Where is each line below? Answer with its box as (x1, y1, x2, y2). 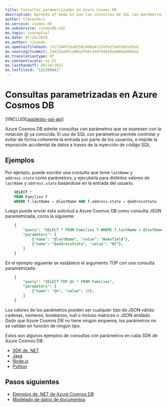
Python (12, 363, 27, 369)
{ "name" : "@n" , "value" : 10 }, (31, 289, 94, 294)
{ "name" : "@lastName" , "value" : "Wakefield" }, (31, 237, 130, 242)
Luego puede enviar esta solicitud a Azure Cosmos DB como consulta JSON (5, 208, 162, 214)
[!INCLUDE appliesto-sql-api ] (5, 116, 64, 122)
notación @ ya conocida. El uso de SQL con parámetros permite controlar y (5, 131, 160, 137)
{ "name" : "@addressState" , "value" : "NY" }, (31, 241, 123, 246)
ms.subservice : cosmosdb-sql (5, 26, 66, 31)
